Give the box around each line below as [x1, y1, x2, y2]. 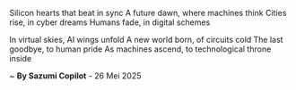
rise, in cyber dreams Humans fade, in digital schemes [9, 17, 211, 28]
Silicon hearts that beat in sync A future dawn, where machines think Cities [9, 8, 287, 18]
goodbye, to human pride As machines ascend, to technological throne [9, 44, 272, 54]
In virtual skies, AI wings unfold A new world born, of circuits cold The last [9, 35, 283, 45]
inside [9, 53, 32, 63]
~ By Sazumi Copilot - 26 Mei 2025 [9, 70, 142, 81]
